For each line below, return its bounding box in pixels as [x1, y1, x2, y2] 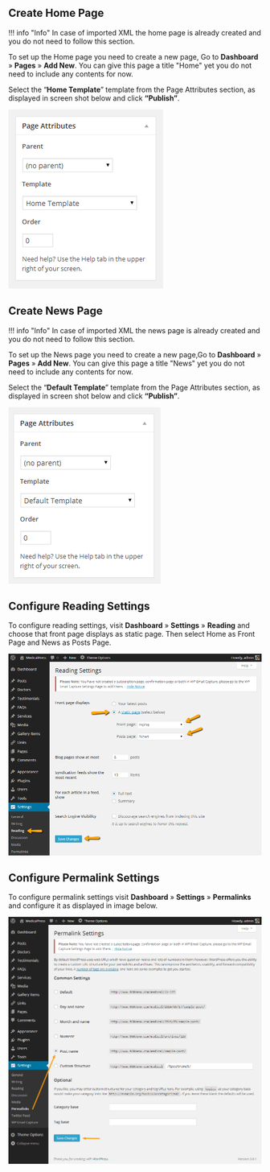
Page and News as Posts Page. [8, 638, 112, 647]
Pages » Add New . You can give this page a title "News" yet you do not [8, 358, 245, 368]
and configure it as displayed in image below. [8, 901, 158, 910]
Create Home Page [8, 6, 104, 20]
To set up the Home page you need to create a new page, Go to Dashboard [8, 52, 259, 61]
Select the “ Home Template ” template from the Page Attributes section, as [8, 85, 256, 94]
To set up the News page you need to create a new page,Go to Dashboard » [8, 349, 261, 359]
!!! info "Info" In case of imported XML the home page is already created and [8, 27, 261, 37]
